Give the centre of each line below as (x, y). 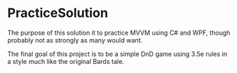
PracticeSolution (58, 13)
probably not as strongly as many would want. (75, 40)
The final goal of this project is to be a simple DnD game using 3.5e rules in (117, 54)
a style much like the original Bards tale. (66, 61)
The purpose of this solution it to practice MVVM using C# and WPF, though (119, 33)
